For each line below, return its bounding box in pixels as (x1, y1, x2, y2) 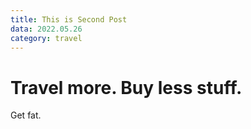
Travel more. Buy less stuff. (10, 76, 243, 99)
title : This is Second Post (10, 14, 128, 25)
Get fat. (10, 109, 42, 121)
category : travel (10, 33, 83, 43)
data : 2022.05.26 (10, 24, 83, 34)
